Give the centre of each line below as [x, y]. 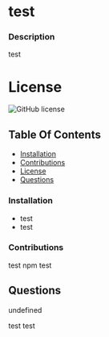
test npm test [30, 265]
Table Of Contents [55, 134]
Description [32, 37]
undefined [25, 310]
